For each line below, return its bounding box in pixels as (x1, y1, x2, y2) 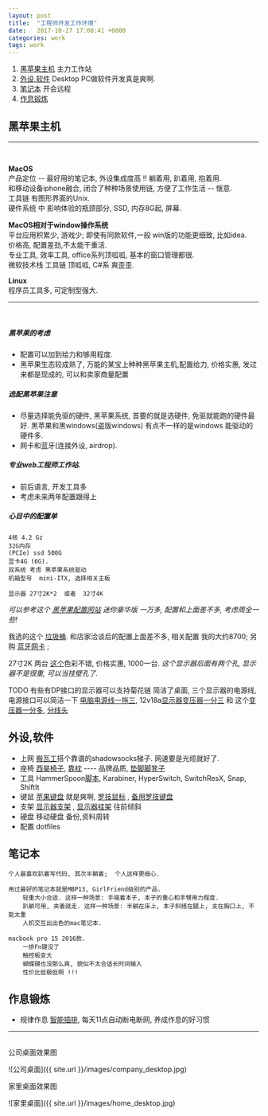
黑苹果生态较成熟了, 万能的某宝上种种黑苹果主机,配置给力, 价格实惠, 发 (19, 359, 251, 369)
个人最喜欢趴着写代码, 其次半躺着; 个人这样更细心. (8, 870, 161, 878)
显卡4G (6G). (8, 557, 49, 565)
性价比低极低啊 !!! (22, 969, 79, 977)
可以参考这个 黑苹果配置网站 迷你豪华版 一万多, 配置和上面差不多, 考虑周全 (8, 604, 252, 614)
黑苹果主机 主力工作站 (19, 64, 92, 74)
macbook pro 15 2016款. (8, 935, 86, 943)
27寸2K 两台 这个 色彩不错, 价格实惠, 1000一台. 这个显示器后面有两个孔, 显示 (8, 658, 257, 668)
